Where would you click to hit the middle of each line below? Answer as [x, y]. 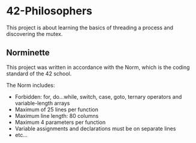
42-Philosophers [49, 11]
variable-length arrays [42, 103]
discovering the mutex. [34, 34]
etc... [21, 135]
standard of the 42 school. [39, 74]
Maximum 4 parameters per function [60, 122]
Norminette [28, 53]
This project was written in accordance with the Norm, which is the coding [98, 67]
